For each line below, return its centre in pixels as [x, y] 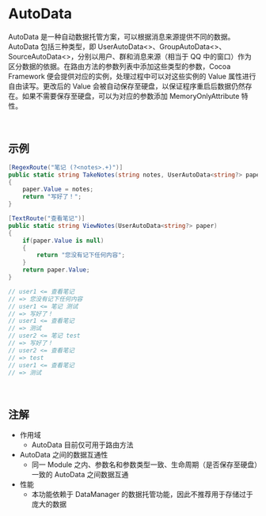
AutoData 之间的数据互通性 [64, 455]
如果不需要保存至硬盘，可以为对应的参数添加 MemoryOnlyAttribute [131, 96]
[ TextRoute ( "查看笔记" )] [47, 218]
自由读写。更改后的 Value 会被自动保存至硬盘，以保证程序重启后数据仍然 [127, 86]
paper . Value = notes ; [58, 190]
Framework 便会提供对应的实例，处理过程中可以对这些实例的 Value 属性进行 [132, 76]
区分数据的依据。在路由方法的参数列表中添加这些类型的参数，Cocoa [120, 66]
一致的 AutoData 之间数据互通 [80, 475]
